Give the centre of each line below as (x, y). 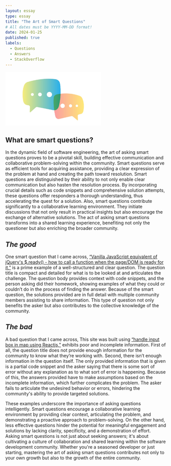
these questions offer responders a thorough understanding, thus (74, 196)
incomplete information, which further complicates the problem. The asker (83, 383)
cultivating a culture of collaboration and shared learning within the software (86, 441)
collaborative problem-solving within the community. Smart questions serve (85, 163)
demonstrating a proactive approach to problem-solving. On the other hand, (85, 420)
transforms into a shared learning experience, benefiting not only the (78, 223)
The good (21, 244)
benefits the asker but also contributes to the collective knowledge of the (82, 305)
